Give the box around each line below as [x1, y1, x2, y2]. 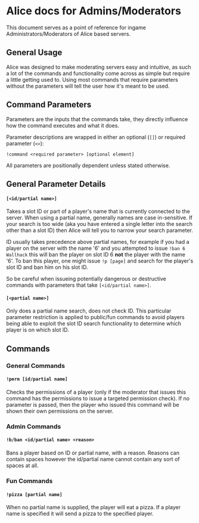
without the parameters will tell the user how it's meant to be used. [6, 82, 170, 89]
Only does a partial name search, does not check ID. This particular [6, 307, 172, 314]
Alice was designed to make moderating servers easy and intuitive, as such [6, 63, 192, 70]
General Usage [6, 48, 63, 58]
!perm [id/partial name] [6, 376, 68, 382]
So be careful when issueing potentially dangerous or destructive [6, 276, 167, 283]
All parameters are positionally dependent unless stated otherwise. [6, 162, 170, 169]
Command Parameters [6, 100, 92, 110]
